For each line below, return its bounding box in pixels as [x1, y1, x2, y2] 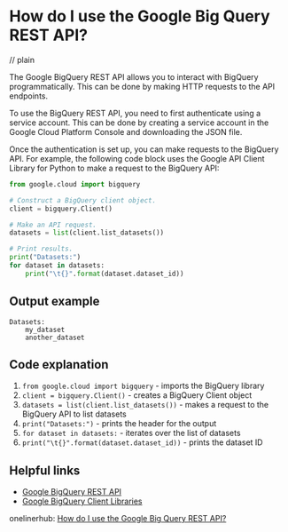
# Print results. [9, 244, 74, 254]
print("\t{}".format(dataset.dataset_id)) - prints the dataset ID [21, 437, 263, 448]
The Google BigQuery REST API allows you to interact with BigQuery [9, 71, 259, 82]
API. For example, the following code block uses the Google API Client [9, 153, 265, 163]
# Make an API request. [9, 220, 97, 229]
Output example [9, 294, 100, 309]
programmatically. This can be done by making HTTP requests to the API [9, 81, 276, 91]
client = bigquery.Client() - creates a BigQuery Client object [21, 390, 253, 401]
